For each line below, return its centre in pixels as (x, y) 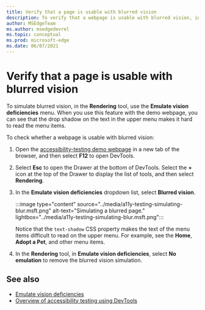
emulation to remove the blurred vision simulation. (79, 260)
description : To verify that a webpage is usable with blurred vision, (99, 18)
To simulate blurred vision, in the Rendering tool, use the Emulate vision (98, 106)
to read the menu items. (36, 125)
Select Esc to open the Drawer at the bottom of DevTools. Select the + (103, 167)
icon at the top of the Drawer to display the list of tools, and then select (104, 174)
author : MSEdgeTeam (31, 23)
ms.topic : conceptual (34, 35)
